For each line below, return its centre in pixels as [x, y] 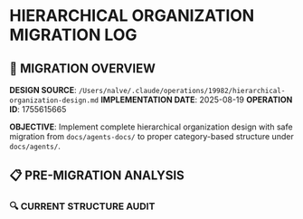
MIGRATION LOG [73, 35]
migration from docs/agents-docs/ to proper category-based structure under [151, 136]
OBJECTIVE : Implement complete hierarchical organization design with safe [151, 127]
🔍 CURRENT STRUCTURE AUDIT [82, 206]
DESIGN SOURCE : [43, 90]
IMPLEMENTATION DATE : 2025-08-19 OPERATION [197, 100]
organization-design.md [54, 100]
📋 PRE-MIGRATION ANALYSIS [97, 176]
